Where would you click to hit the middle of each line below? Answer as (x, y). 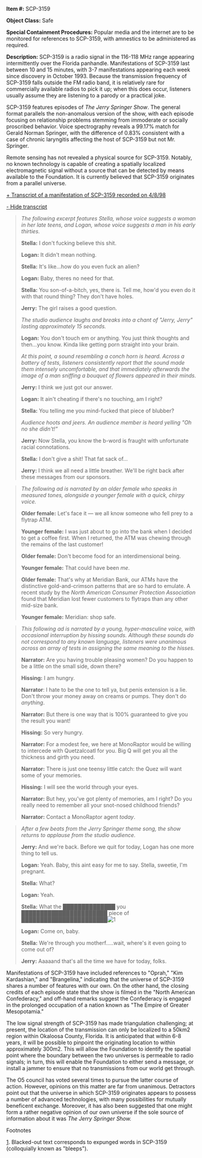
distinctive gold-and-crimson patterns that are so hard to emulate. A (106, 586)
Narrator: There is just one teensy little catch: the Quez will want (101, 769)
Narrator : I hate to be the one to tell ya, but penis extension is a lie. (104, 690)
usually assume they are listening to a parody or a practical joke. (86, 95)
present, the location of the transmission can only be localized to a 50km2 (98, 1030)
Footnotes (19, 1130)
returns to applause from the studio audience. (78, 835)
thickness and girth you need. (58, 757)
